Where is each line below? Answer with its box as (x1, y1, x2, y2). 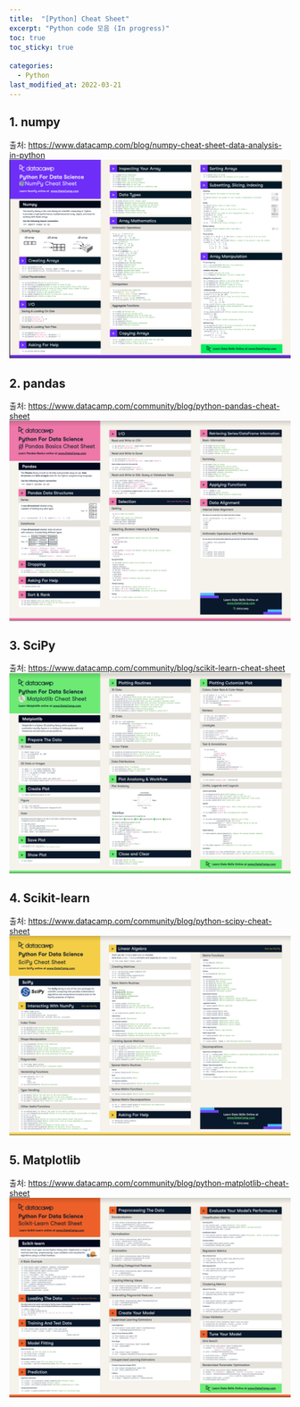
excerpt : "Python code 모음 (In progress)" (9, 23, 170, 33)
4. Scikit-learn (9, 890, 91, 906)
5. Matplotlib (9, 1153, 81, 1168)
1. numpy (9, 114, 61, 130)
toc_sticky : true (9, 43, 74, 52)
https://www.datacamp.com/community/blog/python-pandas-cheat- (28, 400, 280, 411)
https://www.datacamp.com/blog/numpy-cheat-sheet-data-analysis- (28, 139, 283, 150)
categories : (9, 62, 54, 71)
